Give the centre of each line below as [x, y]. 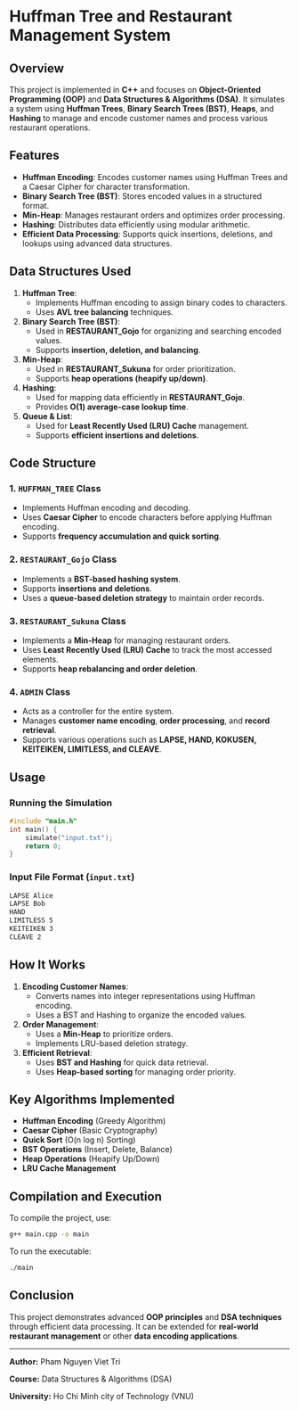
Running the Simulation [61, 803]
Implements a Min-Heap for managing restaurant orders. [126, 640]
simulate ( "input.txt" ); [69, 837]
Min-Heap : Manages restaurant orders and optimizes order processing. [154, 215]
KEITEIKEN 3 [31, 929]
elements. [40, 659]
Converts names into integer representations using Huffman [145, 995]
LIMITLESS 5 [31, 920]
